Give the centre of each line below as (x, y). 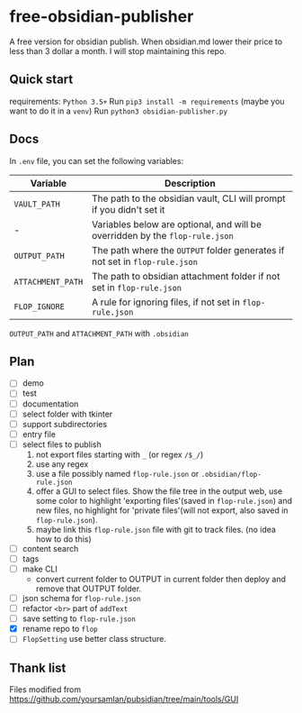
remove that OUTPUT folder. (89, 589)
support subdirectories (65, 424)
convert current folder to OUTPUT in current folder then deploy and (160, 579)
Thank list (38, 667)
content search (50, 548)
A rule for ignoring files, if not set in (166, 302)
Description (190, 183)
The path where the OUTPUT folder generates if (188, 250)
